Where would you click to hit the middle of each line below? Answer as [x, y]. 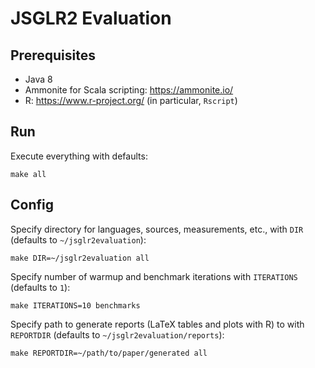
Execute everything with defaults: [79, 156]
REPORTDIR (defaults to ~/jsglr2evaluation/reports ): [117, 334]
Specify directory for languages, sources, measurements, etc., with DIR [157, 229]
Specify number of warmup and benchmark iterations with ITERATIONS [154, 276]
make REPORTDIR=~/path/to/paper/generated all [109, 353]
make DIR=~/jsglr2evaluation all [80, 258]
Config [32, 205]
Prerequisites [53, 55]
